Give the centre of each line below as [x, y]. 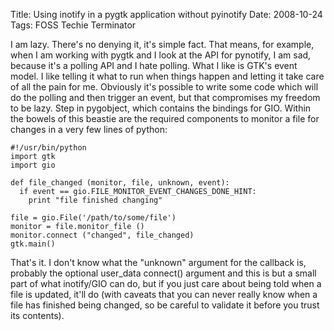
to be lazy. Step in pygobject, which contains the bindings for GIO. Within [161, 108]
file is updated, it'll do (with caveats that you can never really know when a [164, 294]
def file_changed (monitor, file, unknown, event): [120, 183]
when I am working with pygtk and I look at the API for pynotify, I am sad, [161, 55]
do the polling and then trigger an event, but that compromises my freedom [165, 97]
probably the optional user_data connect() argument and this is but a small [163, 273]
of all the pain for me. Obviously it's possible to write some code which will [164, 87]
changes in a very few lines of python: [89, 129]
